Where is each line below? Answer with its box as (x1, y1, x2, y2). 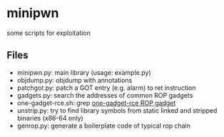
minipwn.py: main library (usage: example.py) (16, 68, 151, 76)
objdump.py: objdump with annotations (16, 76, 133, 84)
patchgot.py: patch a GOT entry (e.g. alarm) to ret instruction (16, 83, 196, 92)
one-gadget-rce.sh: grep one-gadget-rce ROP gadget (16, 98, 176, 107)
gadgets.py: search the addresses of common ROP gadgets (16, 91, 193, 99)
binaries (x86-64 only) (16, 113, 83, 122)
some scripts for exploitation (6, 29, 91, 37)
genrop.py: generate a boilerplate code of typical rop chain (16, 121, 190, 130)
